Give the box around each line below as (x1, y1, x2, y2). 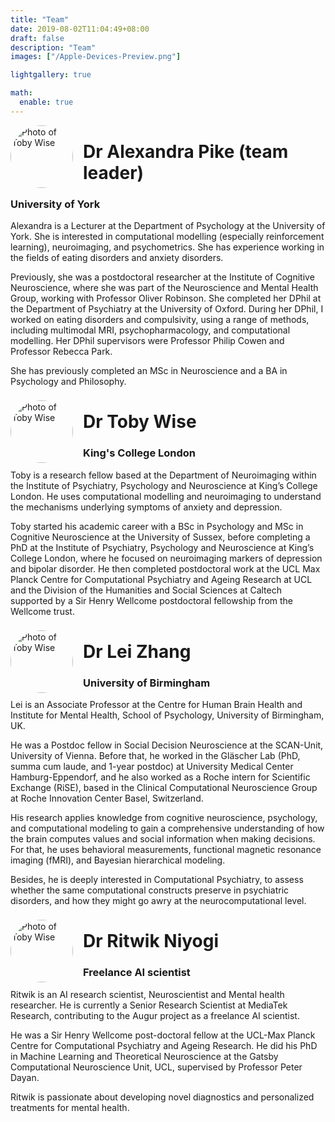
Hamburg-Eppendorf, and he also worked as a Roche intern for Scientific (10, 771, 311, 783)
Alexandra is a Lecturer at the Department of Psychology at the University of (10, 220, 326, 232)
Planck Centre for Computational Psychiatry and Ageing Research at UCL (10, 573, 313, 585)
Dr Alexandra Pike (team (83, 140, 289, 163)
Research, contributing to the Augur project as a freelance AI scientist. (10, 1009, 300, 1021)
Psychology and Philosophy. (10, 376, 127, 388)
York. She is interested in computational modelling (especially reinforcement (10, 231, 325, 243)
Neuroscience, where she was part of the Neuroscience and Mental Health (10, 282, 319, 294)
